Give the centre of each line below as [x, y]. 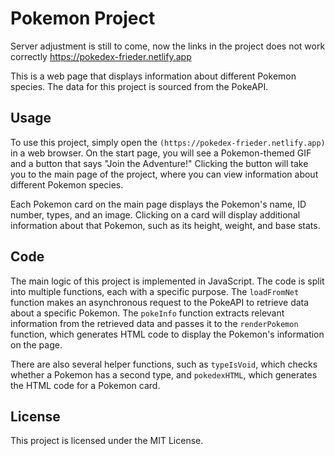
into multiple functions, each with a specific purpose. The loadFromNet [155, 291]
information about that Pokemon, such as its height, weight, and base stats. [165, 225]
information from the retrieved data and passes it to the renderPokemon [154, 323]
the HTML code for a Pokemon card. [85, 385]
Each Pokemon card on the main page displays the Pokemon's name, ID [158, 204]
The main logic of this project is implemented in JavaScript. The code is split [167, 281]
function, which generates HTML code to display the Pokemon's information [167, 334]
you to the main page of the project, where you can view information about [164, 174]
